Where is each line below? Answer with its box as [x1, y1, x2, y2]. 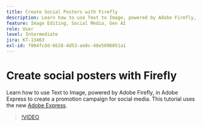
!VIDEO [21, 113, 39, 121]
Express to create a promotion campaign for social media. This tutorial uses [6, 95, 195, 102]
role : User [6, 25, 34, 32]
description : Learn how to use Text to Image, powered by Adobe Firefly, [6, 15, 197, 21]
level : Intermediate [6, 31, 59, 38]
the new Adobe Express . [6, 101, 68, 109]
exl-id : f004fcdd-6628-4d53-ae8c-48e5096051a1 [6, 43, 126, 49]
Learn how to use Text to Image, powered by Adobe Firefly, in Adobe [6, 88, 178, 96]
